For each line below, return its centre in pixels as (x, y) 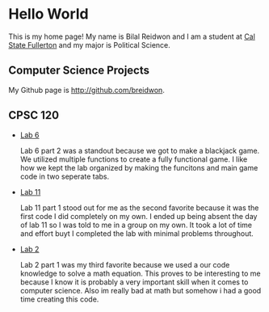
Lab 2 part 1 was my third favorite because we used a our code (125, 264)
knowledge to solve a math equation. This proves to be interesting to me (140, 273)
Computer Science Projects (79, 71)
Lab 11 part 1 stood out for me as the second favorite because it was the (139, 208)
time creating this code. (59, 299)
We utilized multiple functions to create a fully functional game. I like (134, 159)
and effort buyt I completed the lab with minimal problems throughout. (137, 233)
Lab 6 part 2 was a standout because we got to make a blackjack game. (140, 150)
